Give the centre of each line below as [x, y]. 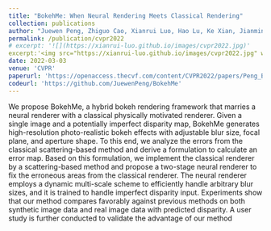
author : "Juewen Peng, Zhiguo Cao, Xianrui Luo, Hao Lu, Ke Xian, [122, 31]
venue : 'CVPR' [32, 69]
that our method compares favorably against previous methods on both [127, 201]
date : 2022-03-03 [38, 61]
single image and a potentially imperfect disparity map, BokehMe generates [134, 124]
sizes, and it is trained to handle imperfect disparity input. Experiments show [135, 192]
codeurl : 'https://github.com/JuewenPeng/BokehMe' [95, 83]
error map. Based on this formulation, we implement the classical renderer [131, 157]
